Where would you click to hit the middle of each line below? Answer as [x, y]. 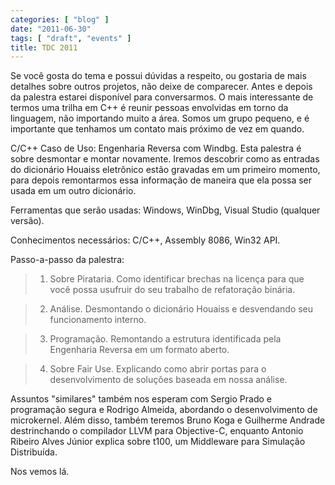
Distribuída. [34, 452]
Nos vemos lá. [40, 472]
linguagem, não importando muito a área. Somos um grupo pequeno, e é [160, 118]
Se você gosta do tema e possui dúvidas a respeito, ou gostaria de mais [158, 76]
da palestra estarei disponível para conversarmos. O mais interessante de [162, 97]
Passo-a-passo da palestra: [67, 260]
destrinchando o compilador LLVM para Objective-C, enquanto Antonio [157, 431]
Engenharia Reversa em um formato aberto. [139, 350]
